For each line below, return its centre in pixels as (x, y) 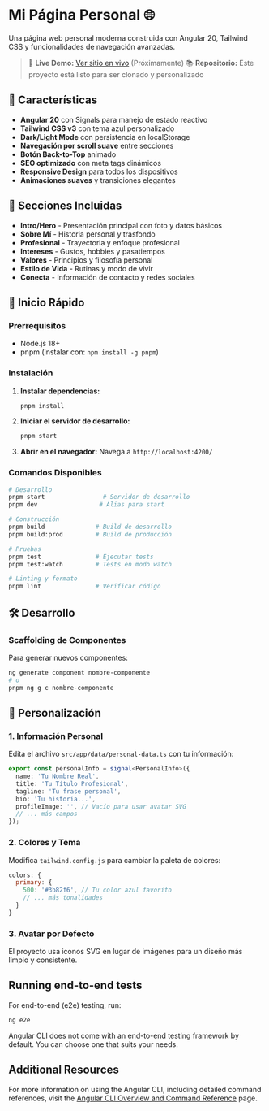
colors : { (25, 875)
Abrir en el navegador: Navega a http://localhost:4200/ (116, 452)
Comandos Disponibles (56, 473)
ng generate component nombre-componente (79, 672)
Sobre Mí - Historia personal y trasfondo (88, 234)
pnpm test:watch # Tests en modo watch (90, 564)
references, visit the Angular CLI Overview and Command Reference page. (133, 1098)
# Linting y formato (43, 579)
